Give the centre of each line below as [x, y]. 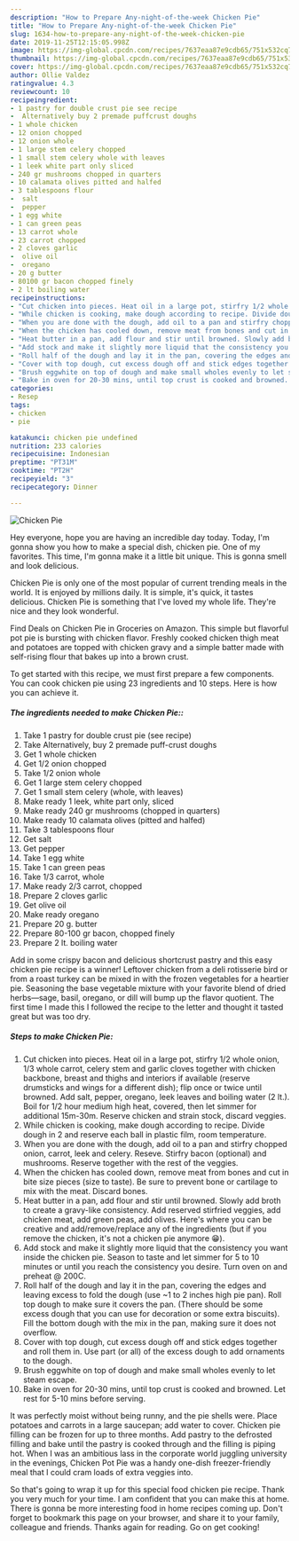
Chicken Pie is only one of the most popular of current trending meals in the [149, 583]
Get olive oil [44, 905]
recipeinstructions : [48, 298]
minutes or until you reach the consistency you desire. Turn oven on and [155, 1266]
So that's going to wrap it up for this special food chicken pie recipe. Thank [147, 1489]
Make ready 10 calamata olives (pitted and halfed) [114, 820]
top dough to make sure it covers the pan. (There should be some [143, 1304]
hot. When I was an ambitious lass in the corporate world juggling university [149, 1453]
